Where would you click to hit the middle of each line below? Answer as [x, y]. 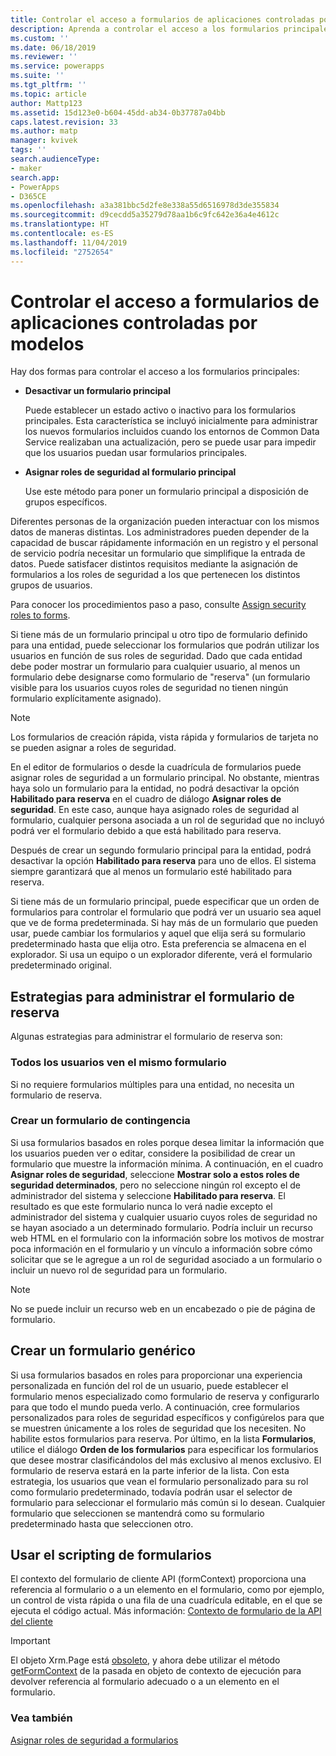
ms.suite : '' [37, 76]
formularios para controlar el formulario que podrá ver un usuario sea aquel [166, 912]
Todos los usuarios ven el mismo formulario [118, 1063]
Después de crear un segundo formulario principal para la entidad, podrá [161, 850]
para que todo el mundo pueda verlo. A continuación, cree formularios [155, 1407]
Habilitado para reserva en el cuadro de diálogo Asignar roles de [146, 799]
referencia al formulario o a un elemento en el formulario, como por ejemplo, [167, 1590]
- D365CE [28, 196]
